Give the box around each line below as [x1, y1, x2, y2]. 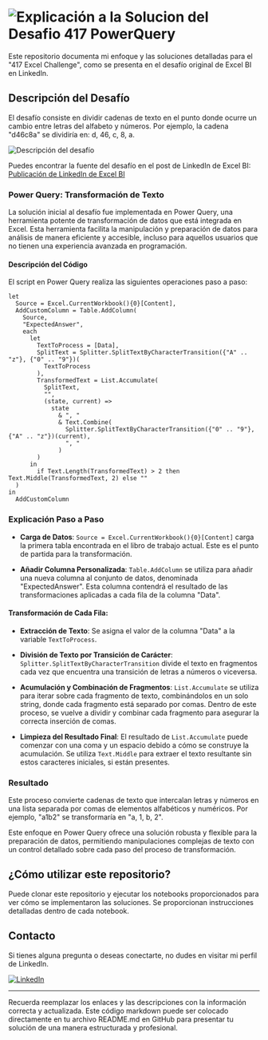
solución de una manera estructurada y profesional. [8, 1022, 178, 1032]
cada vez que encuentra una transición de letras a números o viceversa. [19, 667, 258, 677]
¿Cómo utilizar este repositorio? [8, 867, 171, 882]
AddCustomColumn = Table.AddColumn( [15, 307, 137, 315]
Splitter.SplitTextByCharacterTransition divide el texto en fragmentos [19, 658, 258, 668]
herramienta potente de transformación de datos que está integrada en [8, 216, 242, 225]
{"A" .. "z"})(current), [8, 432, 91, 441]
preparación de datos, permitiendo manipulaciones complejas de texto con [8, 836, 255, 846]
